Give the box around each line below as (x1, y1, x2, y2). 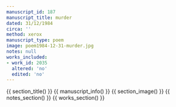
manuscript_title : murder (6, 15, 72, 21)
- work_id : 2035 (6, 60, 48, 66)
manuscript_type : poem (6, 37, 64, 43)
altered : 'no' (12, 65, 48, 72)
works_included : (6, 54, 48, 60)
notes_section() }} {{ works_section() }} (6, 94, 105, 102)
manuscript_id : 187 (6, 9, 56, 15)
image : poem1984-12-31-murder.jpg (6, 43, 94, 49)
